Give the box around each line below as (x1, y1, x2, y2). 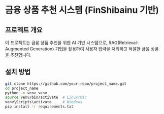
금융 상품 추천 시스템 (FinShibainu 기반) (5, 4, 159, 16)
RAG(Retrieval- (108, 40, 139, 45)
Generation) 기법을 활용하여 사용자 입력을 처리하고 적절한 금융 (30, 46, 150, 52)
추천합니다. (10, 52, 32, 58)
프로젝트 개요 (5, 26, 43, 34)
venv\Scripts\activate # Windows (5, 100, 83, 105)
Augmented (5, 46, 29, 52)
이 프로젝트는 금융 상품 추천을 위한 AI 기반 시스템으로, (5, 40, 108, 45)
